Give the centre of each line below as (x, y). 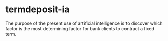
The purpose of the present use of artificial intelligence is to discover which (84, 23)
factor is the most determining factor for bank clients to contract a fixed (80, 28)
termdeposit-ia (37, 9)
